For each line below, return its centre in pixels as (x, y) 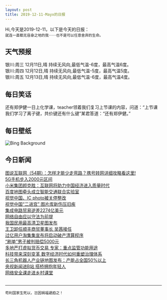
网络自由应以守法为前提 (29, 216)
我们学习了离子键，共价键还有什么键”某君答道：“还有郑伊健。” (68, 114)
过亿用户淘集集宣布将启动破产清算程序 (44, 235)
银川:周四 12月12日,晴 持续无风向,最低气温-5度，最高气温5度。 (69, 71)
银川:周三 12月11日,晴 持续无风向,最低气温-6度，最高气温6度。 (68, 65)
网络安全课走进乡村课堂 (29, 273)
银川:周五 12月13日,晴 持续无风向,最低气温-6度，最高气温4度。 (69, 77)
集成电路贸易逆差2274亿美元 (34, 210)
